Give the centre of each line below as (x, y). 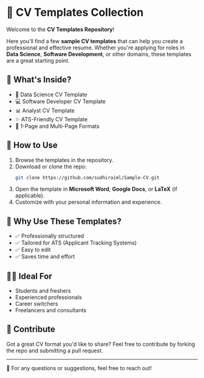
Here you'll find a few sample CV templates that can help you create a (95, 41)
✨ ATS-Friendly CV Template (51, 119)
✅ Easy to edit (33, 250)
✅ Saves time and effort (45, 257)
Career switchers (37, 304)
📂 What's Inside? (39, 80)
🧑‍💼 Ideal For (29, 276)
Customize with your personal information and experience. (88, 202)
